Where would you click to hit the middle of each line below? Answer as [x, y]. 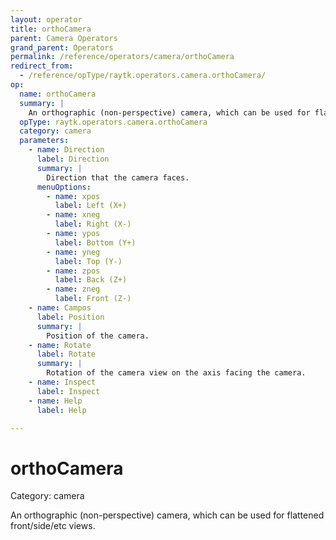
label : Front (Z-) [93, 299]
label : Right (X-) [93, 224]
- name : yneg [73, 252]
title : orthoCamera [51, 29]
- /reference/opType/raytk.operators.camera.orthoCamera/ [143, 76]
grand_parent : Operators [62, 47]
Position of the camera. [98, 336]
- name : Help [55, 401]
